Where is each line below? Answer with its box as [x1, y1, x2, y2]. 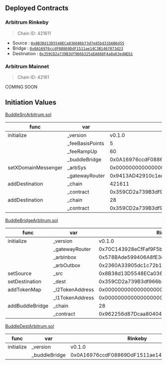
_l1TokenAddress [53, 294, 94, 301]
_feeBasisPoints [67, 139, 104, 146]
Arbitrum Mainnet [5, 63, 49, 70]
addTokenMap [7, 286, 41, 293]
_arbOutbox [53, 261, 81, 268]
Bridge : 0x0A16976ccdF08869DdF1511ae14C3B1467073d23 [12, 45, 123, 51]
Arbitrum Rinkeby [5, 19, 49, 26]
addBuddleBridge [7, 302, 49, 309]
